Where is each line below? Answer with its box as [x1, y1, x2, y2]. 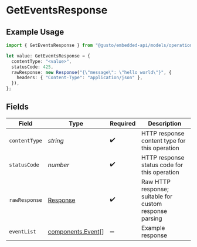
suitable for [141, 192, 173, 200]
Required [110, 119, 136, 127]
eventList [9, 228, 36, 235]
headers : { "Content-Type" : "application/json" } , [16, 75, 143, 81]
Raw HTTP [141, 177, 171, 185]
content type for [141, 136, 186, 144]
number [47, 161, 70, 169]
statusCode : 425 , [11, 64, 54, 70]
